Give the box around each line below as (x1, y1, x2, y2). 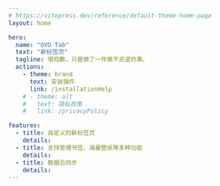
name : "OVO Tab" (15, 41, 69, 48)
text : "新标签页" (15, 48, 69, 56)
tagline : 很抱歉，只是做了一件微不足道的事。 (15, 56, 149, 64)
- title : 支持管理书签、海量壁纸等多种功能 (15, 144, 143, 152)
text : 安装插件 (29, 77, 76, 86)
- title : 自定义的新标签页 (15, 129, 96, 138)
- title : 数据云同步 (15, 158, 78, 167)
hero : (8, 33, 26, 41)
